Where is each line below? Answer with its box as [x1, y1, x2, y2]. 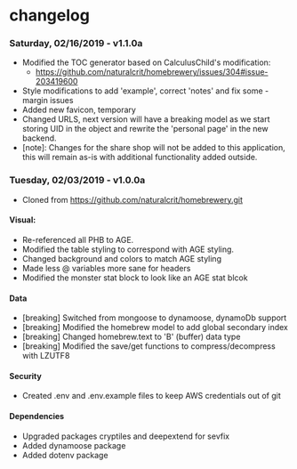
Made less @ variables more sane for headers [21, 263, 191, 273]
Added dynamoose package [21, 440, 126, 450]
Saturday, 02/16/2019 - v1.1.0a [9, 37, 143, 50]
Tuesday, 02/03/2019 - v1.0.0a [9, 174, 146, 187]
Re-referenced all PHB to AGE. [21, 234, 134, 245]
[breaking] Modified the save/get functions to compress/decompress [21, 341, 276, 352]
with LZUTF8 [21, 351, 70, 361]
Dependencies [9, 410, 65, 421]
